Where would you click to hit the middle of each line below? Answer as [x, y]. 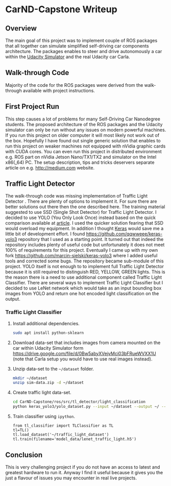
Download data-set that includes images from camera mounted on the [87, 343]
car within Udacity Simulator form [48, 348]
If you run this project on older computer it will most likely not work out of [82, 135]
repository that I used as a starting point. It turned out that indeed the [91, 239]
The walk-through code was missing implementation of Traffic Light [77, 196]
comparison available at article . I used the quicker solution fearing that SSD [84, 223]
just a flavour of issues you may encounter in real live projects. [71, 478]
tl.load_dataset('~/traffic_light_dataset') [61, 435]
